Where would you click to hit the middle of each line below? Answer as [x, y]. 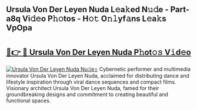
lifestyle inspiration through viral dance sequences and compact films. [91, 82]
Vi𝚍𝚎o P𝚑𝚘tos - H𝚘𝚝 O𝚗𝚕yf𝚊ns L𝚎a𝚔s [94, 19]
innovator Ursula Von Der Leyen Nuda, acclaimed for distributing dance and [98, 76]
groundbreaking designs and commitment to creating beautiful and [87, 94]
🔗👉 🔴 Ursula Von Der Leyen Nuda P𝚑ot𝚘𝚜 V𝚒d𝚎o [98, 52]
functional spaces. [29, 101]
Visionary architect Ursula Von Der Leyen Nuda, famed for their [83, 88]
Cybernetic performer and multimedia [145, 69]
